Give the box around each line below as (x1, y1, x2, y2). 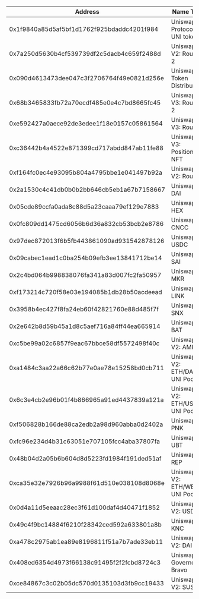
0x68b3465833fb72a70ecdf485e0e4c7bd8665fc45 (9, 99, 161, 106)
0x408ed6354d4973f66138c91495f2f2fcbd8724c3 (9, 559, 161, 566)
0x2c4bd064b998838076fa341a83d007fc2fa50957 (9, 271, 162, 279)
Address (75, 8, 99, 15)
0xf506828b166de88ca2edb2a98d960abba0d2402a (9, 420, 163, 428)
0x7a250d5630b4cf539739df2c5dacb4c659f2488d (9, 50, 161, 58)
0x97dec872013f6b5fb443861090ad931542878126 (9, 237, 165, 245)
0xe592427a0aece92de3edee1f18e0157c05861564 (9, 119, 163, 127)
